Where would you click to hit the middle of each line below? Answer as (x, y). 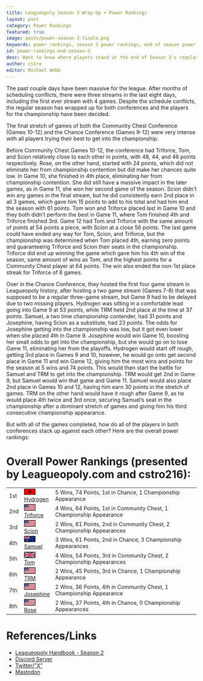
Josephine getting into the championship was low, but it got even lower (95, 329)
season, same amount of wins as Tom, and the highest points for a (89, 259)
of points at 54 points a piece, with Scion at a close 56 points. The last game (101, 227)
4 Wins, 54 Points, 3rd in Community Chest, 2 (112, 555)
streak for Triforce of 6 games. (44, 272)
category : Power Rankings (39, 25)
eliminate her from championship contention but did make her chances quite (101, 169)
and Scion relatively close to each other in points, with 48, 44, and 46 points (101, 157)
